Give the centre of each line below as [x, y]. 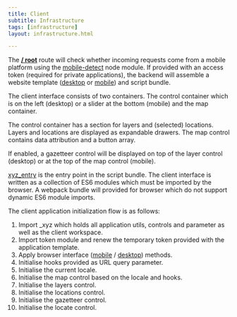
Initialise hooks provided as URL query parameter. [91, 263]
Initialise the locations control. [62, 293]
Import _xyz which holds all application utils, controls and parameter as [121, 225]
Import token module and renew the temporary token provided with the [121, 240]
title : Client [29, 14]
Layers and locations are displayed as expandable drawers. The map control [119, 132]
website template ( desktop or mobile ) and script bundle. [90, 83]
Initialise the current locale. [57, 270]
